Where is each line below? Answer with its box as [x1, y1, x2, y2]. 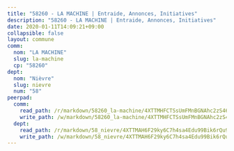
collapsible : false [7, 29, 64, 37]
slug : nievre [13, 81, 52, 88]
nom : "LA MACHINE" [13, 49, 68, 56]
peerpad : [7, 95, 33, 102]
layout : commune [7, 36, 54, 43]
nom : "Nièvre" [13, 74, 54, 82]
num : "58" [13, 88, 42, 95]
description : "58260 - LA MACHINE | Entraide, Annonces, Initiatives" [7, 17, 217, 24]
